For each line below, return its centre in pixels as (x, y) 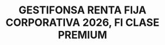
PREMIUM (82, 35)
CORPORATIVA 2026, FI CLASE (82, 22)
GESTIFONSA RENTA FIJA (82, 10)
